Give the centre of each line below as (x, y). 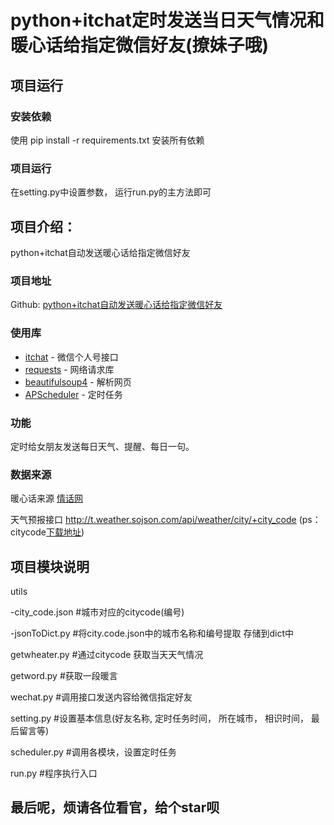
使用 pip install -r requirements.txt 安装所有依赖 (107, 140)
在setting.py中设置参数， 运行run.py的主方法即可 (111, 192)
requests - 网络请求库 (69, 369)
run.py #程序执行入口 (54, 773)
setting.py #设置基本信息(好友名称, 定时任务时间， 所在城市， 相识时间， (159, 718)
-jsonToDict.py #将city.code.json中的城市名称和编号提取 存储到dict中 (152, 633)
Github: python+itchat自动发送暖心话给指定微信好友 (116, 305)
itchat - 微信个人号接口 (71, 357)
